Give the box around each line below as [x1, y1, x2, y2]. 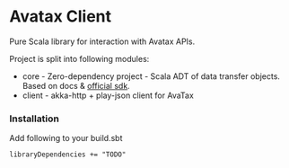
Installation [9, 112, 60, 125]
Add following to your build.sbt [9, 133, 123, 144]
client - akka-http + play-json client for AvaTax [22, 90, 195, 101]
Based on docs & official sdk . [22, 80, 130, 91]
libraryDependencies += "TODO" [9, 150, 127, 159]
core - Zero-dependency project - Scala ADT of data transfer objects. [22, 70, 281, 82]
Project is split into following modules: [9, 53, 150, 64]
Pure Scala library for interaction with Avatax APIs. [9, 36, 196, 47]
